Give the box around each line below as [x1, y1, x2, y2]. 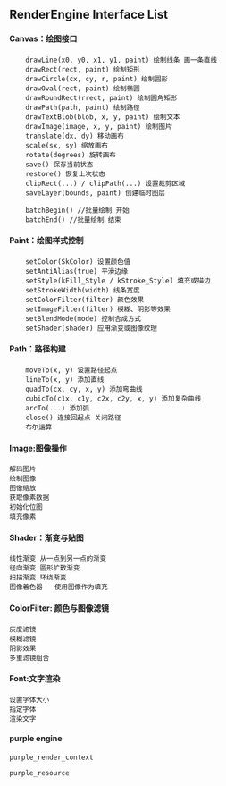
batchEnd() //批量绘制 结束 [25, 215, 122, 224]
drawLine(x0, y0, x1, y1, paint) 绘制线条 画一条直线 [25, 55, 217, 64]
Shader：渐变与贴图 [9, 532, 84, 543]
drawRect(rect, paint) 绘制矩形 [25, 64, 140, 74]
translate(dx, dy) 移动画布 [25, 131, 125, 140]
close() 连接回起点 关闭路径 [25, 413, 122, 422]
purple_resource [9, 769, 70, 778]
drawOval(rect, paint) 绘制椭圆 [25, 84, 140, 93]
